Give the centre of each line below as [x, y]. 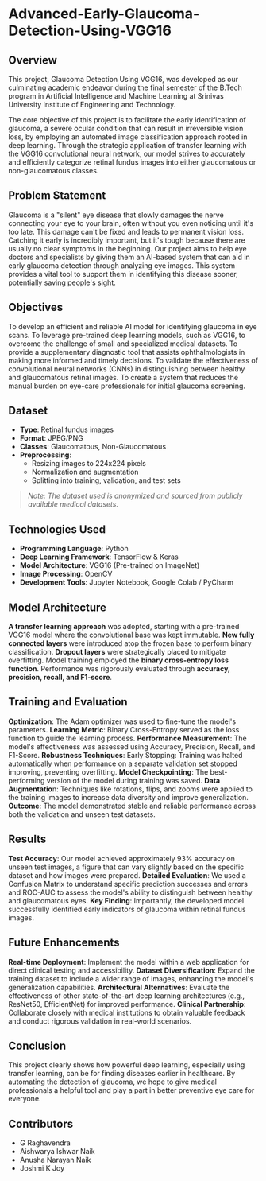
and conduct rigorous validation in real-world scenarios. [100, 1021]
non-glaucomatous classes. [54, 171]
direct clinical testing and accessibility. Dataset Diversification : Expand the [132, 970]
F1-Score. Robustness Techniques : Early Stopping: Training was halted [125, 755]
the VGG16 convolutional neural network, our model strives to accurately [127, 153]
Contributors [41, 1123]
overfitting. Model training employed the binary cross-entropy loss [118, 660]
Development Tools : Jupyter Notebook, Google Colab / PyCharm [127, 582]
